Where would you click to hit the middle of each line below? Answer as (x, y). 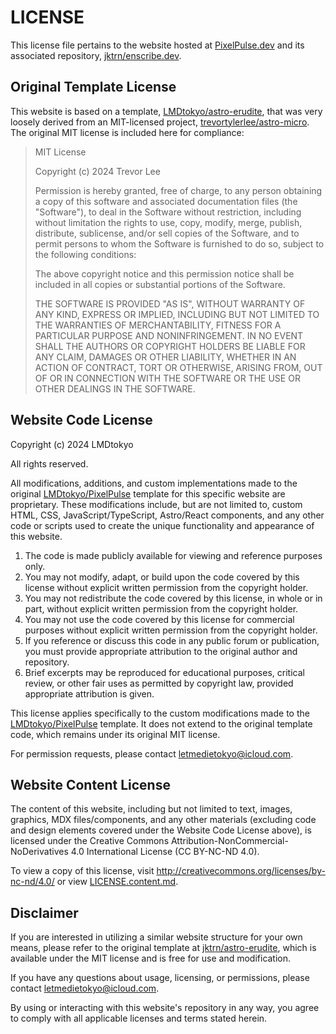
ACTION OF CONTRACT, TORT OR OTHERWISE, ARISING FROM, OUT (178, 367)
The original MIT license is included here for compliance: (127, 132)
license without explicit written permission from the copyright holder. (166, 587)
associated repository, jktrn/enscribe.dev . (96, 55)
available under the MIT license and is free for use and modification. (151, 958)
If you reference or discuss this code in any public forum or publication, (172, 640)
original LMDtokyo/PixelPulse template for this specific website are (148, 493)
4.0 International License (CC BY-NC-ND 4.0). (165, 852)
